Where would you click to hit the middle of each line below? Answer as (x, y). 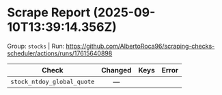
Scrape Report (49, 13)
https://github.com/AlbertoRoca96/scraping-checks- (140, 46)
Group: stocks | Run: (36, 46)
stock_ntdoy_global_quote (53, 81)
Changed (116, 70)
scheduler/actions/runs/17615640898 (60, 53)
